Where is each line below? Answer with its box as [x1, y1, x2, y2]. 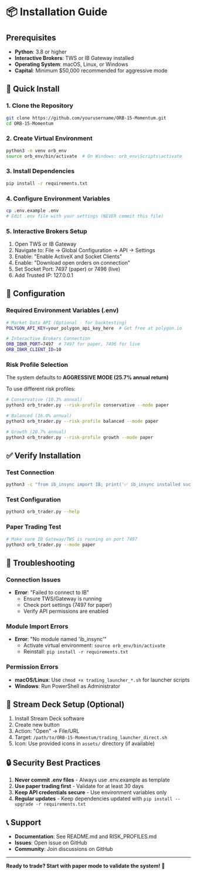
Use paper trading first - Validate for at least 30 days [14, 783, 144, 790]
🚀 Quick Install [6, 84, 60, 94]
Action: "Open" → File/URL [14, 727, 80, 734]
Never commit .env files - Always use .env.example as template [14, 776, 170, 783]
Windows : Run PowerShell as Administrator [14, 682, 120, 689]
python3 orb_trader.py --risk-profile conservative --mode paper [6, 402, 169, 408]
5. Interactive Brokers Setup [6, 227, 87, 235]
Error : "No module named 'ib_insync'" [14, 636, 107, 643]
